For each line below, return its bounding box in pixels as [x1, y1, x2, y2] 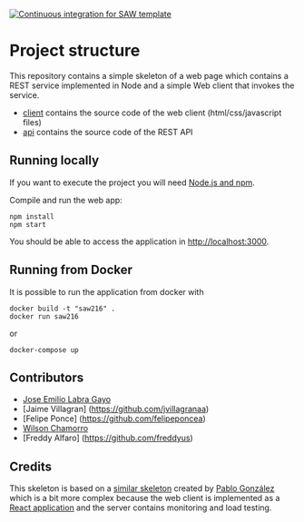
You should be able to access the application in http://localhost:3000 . [9, 236, 270, 247]
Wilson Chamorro [22, 423, 89, 434]
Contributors [9, 369, 84, 385]
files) [22, 116, 43, 127]
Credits [9, 458, 53, 474]
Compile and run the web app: [9, 194, 123, 205]
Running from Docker [9, 262, 133, 278]
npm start [9, 220, 47, 229]
